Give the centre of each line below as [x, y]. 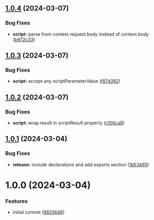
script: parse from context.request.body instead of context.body [81, 34]
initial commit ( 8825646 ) [39, 212]
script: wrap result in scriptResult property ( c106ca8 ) [69, 123]
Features [17, 201]
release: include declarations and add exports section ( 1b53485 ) [81, 164]
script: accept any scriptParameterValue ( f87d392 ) [67, 81]
